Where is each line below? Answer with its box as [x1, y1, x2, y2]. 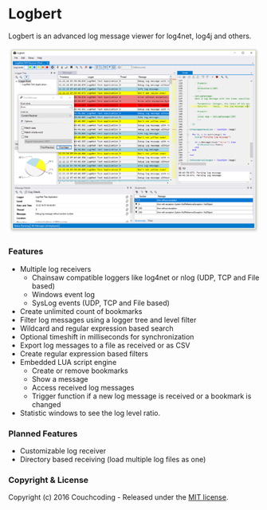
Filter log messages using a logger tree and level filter [19, 315, 197, 324]
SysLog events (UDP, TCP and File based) [31, 298, 170, 308]
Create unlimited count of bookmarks [19, 306, 143, 316]
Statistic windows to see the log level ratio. [19, 408, 161, 418]
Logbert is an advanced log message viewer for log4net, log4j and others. [8, 31, 252, 41]
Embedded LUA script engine [19, 357, 117, 367]
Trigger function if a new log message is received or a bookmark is [31, 391, 252, 401]
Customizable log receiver [19, 446, 106, 456]
